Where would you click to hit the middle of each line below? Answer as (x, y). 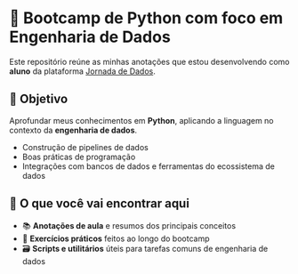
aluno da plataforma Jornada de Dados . (82, 71)
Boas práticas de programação (79, 157)
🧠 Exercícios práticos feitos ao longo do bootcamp (116, 238)
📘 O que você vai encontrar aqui (99, 204)
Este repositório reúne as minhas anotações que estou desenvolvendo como (149, 61)
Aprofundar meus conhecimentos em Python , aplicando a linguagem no (141, 120)
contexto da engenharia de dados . (73, 130)
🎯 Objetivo (39, 99)
